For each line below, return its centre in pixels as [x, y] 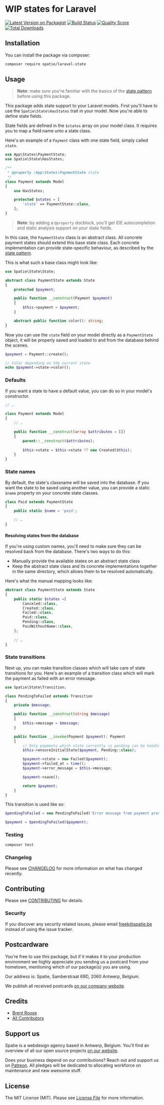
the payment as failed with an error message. [51, 678]
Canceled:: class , [40, 603]
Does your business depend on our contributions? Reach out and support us [82, 1060]
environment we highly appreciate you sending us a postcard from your [77, 961]
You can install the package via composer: [48, 55]
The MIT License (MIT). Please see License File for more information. [74, 1098]
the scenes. [17, 345]
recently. [14, 873]
